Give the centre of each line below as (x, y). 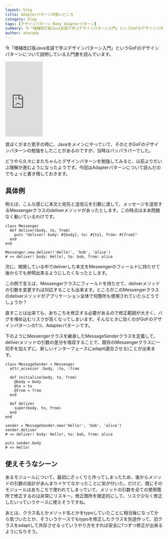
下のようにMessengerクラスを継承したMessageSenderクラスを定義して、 (81, 336)
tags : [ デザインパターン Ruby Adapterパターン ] (51, 24)
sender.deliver (21, 430)
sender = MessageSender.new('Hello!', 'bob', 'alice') (63, 425)
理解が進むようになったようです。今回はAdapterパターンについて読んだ (83, 167)
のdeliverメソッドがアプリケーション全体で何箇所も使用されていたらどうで (82, 296)
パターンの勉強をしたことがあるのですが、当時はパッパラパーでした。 (81, 150)
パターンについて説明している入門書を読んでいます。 (59, 54)
